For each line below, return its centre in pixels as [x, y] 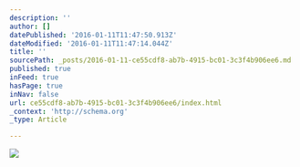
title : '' [28, 52]
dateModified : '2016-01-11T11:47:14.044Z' [91, 43]
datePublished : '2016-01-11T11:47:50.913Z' [93, 35]
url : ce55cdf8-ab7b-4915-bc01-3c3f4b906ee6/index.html [116, 103]
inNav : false [34, 94]
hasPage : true [36, 86]
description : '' [40, 18]
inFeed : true [34, 78]
